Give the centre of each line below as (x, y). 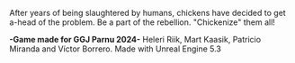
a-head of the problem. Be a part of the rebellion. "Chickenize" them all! (143, 22)
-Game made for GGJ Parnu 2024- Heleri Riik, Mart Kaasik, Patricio (135, 39)
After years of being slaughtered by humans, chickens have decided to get (147, 13)
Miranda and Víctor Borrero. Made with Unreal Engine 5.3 (116, 49)
